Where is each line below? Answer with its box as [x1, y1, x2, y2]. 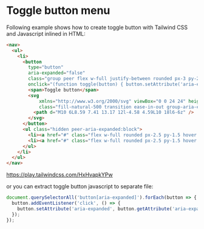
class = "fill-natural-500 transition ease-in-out [38, 104, 165, 110]
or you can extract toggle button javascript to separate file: [6, 183, 154, 190]
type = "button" [28, 64, 64, 70]
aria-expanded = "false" [28, 70, 86, 76]
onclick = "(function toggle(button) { [28, 81, 123, 88]
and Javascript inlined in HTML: [6, 30, 86, 37]
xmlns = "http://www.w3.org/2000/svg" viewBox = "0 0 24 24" [38, 98, 186, 104]
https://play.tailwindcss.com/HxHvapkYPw [6, 171, 114, 179]
